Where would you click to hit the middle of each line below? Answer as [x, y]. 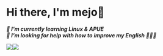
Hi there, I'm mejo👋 [56, 12]
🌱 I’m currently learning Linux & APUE [55, 29]
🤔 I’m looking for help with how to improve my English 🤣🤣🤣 [81, 35]
